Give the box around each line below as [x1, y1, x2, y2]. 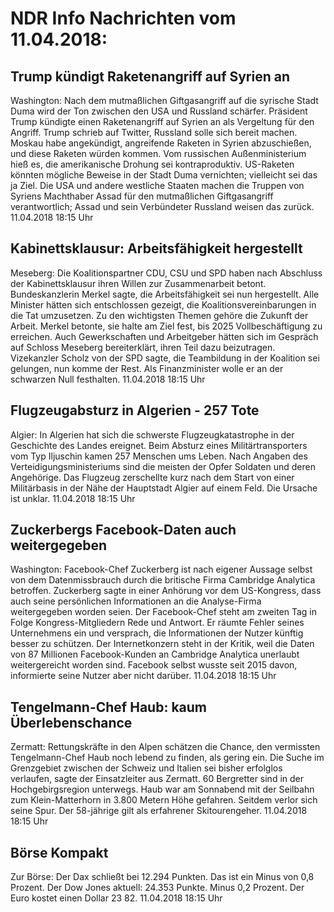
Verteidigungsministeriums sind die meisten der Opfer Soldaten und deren [10, 460, 316, 472]
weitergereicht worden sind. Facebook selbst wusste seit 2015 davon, [10, 659, 298, 671]
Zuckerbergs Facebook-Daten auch [10, 522, 237, 539]
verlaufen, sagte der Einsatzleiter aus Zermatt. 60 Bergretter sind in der [10, 773, 305, 785]
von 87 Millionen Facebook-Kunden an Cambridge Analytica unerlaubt [10, 648, 300, 661]
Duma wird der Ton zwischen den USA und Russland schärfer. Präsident [10, 105, 308, 117]
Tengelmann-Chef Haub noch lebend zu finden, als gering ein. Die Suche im [10, 752, 325, 764]
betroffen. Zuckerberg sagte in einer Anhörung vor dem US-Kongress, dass [10, 585, 322, 597]
